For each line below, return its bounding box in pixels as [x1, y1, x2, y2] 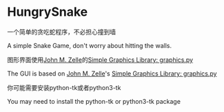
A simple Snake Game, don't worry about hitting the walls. [7, 41, 172, 49]
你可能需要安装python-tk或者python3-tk [7, 83, 121, 91]
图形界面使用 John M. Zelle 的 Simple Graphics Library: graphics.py [7, 56, 194, 64]
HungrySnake [7, 4, 88, 20]
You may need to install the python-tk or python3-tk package [7, 97, 181, 105]
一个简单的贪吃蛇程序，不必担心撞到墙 [7, 27, 116, 36]
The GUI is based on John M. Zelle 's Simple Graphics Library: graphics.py [7, 69, 217, 78]
